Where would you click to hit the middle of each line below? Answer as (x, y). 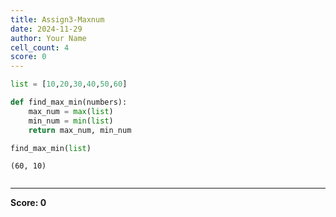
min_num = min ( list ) (71, 121)
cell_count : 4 (40, 47)
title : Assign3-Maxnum (57, 19)
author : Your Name (48, 38)
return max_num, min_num (80, 130)
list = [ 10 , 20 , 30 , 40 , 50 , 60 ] (69, 84)
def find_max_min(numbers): (69, 102)
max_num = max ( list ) (71, 111)
